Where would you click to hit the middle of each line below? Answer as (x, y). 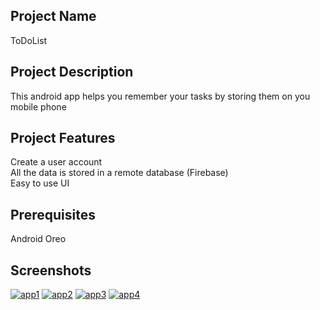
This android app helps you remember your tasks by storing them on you (160, 96)
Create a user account (56, 162)
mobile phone (38, 106)
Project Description (72, 72)
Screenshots (51, 270)
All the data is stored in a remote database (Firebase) (119, 173)
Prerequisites (53, 214)
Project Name (53, 16)
